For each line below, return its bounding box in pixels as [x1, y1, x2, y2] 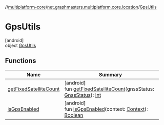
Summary [99, 71, 122, 78]
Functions [5, 57, 37, 65]
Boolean [64, 112, 83, 119]
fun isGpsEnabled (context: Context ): [64, 105, 148, 112]
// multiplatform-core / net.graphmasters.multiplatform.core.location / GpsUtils [5, 4, 157, 10]
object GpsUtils [5, 42, 36, 48]
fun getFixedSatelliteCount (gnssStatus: [64, 85, 155, 92]
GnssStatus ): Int [64, 91, 102, 98]
